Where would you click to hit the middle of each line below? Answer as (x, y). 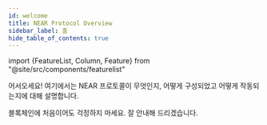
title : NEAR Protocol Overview (60, 23)
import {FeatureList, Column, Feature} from (79, 61)
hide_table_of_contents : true (59, 38)
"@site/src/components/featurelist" (67, 70)
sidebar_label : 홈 (38, 30)
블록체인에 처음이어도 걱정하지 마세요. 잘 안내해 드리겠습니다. (103, 113)
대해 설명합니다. (54, 96)
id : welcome (28, 16)
